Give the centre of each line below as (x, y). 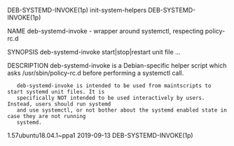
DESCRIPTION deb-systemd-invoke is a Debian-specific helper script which (117, 65)
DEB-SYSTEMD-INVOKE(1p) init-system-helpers (77, 10)
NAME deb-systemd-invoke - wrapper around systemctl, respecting (105, 31)
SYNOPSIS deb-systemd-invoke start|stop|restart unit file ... (94, 52)
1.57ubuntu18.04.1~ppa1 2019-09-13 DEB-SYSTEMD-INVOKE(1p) (101, 135)
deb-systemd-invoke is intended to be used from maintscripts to (114, 86)
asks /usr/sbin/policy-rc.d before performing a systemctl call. (96, 73)
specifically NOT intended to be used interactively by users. (111, 98)
